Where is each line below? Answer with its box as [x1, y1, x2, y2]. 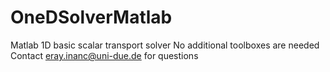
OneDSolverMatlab [10, 6, 173, 29]
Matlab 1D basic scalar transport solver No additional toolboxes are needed [10, 39, 320, 51]
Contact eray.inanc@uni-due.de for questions [10, 49, 199, 61]
